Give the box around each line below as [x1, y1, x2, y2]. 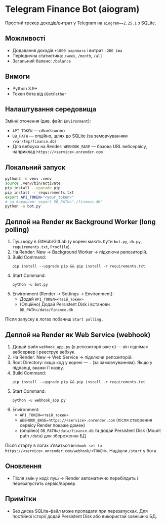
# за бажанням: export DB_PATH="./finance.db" [5, 199, 103, 204]
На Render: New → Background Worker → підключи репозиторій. [12, 249, 148, 255]
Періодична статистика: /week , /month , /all [12, 52, 103, 58]
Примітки [5, 495, 37, 503]
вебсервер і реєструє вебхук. [12, 349, 76, 355]
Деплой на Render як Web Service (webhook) [5, 330, 151, 339]
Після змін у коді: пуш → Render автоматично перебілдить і [12, 475, 138, 481]
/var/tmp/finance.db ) [12, 138, 56, 144]
